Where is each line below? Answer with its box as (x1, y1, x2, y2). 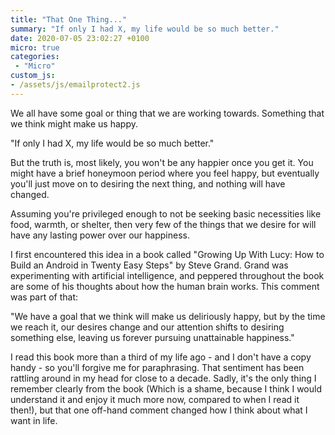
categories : (10, 52, 60, 62)
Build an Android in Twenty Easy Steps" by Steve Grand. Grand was (10, 259, 289, 271)
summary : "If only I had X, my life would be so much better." (10, 24, 280, 34)
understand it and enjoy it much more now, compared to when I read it (10, 393, 300, 405)
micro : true (10, 42, 60, 53)
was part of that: (10, 291, 79, 303)
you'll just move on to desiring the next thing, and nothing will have (10, 177, 286, 190)
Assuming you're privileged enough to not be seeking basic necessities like (10, 207, 322, 220)
